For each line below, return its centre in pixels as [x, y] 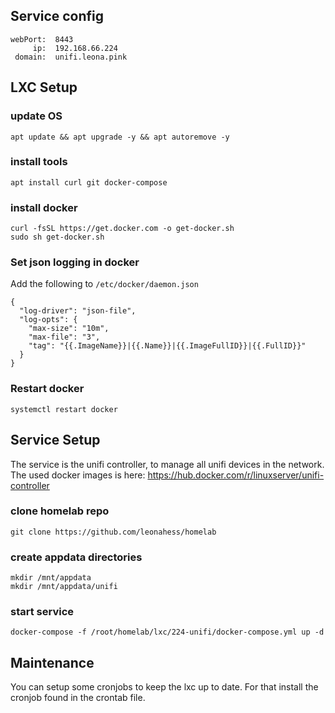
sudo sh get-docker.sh [57, 237]
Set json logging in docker [75, 262]
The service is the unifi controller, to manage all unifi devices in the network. [167, 464]
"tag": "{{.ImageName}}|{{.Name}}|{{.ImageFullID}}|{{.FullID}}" [167, 346]
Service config [57, 16]
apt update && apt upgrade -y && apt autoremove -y [120, 137]
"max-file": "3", [64, 337]
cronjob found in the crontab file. [78, 698]
